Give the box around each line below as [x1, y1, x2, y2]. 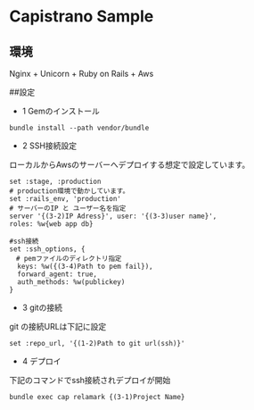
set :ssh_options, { [9, 245, 86, 254]
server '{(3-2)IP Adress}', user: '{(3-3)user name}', [9, 212, 217, 221]
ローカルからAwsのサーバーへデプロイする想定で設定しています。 [9, 159, 250, 170]
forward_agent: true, [17, 270, 98, 279]
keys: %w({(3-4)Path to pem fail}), [17, 262, 153, 271]
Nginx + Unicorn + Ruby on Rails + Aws [9, 69, 154, 79]
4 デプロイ [21, 356, 61, 366]
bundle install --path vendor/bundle [9, 123, 150, 132]
